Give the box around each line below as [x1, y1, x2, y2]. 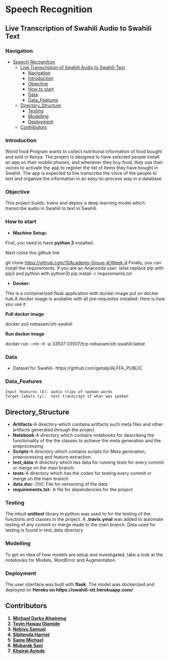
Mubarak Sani [12, 642, 43, 648]
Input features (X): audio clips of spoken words [5, 390, 113, 395]
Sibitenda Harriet [12, 631, 50, 638]
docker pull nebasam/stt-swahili [5, 321, 73, 327]
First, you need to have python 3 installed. [5, 239, 94, 246]
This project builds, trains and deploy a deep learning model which [5, 200, 145, 206]
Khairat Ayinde [12, 648, 45, 654]
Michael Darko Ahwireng [12, 615, 67, 621]
